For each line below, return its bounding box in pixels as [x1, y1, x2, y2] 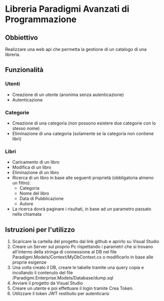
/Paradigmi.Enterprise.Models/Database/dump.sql [12, 275, 114, 281]
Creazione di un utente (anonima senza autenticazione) [12, 92, 124, 98]
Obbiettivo [5, 33, 38, 42]
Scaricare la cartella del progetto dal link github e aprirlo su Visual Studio [12, 239, 160, 245]
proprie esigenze [12, 259, 47, 265]
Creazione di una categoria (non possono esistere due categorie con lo [12, 120, 156, 126]
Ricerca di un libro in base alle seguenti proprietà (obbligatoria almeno [12, 175, 154, 181]
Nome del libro [19, 190, 49, 197]
